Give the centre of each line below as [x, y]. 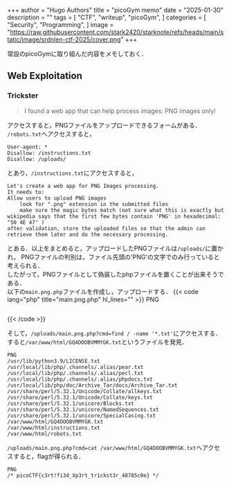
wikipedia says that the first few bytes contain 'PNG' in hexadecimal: [114, 216]
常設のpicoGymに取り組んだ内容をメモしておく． [77, 54]
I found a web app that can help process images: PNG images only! [120, 111]
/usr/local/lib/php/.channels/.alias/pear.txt [75, 367]
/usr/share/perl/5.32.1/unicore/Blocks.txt [71, 403]
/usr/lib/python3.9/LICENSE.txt [54, 361]
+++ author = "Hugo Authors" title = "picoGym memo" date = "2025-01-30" [115, 10]
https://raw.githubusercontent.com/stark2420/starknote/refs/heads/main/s [117, 32]
